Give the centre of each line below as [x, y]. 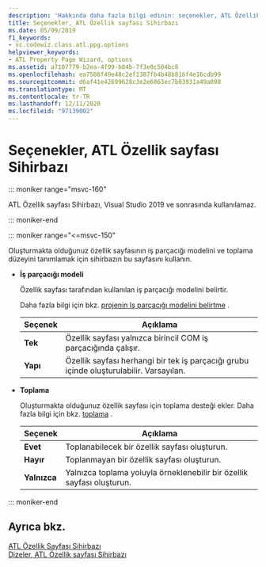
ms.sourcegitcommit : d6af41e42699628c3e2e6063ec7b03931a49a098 [115, 82]
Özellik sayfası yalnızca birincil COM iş [137, 337]
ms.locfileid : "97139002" [51, 112]
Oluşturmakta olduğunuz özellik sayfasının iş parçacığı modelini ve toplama [131, 250]
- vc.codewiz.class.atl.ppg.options [68, 45]
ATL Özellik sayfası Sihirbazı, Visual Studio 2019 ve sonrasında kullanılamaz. [132, 204]
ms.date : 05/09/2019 [42, 30]
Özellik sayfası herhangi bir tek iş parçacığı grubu [157, 360]
